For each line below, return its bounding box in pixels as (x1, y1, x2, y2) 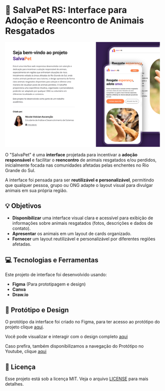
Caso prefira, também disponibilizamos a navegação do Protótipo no (5, 343, 144, 349)
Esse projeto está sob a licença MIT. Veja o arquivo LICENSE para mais (5, 376, 149, 382)
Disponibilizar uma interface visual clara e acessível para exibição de (12, 214, 153, 221)
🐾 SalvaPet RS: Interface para (5, 4, 127, 16)
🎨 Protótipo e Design (5, 306, 69, 315)
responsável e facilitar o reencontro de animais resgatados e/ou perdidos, (5, 157, 157, 163)
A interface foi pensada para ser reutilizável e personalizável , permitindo (5, 177, 154, 183)
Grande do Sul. (5, 168, 36, 174)
